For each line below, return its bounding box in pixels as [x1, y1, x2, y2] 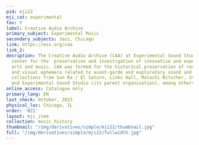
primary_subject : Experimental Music [6, 31, 99, 37]
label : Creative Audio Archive [6, 25, 84, 31]
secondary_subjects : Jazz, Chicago [6, 36, 94, 42]
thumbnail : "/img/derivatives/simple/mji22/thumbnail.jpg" [6, 124, 155, 130]
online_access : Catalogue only [6, 86, 84, 92]
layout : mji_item [6, 113, 49, 119]
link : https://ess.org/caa [6, 42, 73, 48]
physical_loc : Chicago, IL [6, 102, 73, 108]
